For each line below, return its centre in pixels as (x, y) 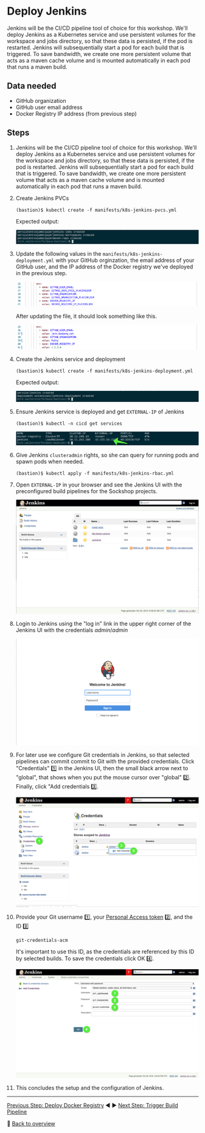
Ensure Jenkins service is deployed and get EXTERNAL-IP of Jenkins (100, 412)
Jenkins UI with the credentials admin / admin (72, 630)
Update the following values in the (58, 253)
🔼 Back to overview (31, 1123)
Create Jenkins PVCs (42, 198)
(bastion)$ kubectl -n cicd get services (69, 423)
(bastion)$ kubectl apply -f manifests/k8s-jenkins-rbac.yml (95, 473)
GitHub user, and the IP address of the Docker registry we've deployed (104, 267)
